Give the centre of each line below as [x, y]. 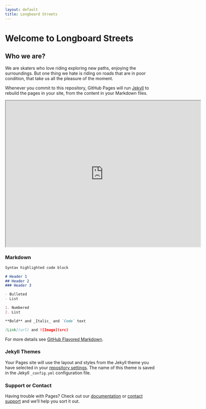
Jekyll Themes [23, 352]
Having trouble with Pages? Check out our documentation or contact [74, 396]
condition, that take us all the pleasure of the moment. [59, 78]
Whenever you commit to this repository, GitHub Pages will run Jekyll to [77, 88]
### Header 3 [18, 286]
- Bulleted [16, 294]
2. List [13, 312]
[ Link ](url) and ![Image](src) [37, 330]
